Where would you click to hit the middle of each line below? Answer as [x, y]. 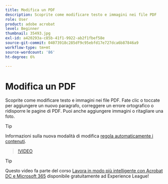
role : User [17, 19]
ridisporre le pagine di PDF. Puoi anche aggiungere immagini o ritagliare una [84, 111]
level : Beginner [22, 29]
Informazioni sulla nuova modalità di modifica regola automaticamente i [79, 136]
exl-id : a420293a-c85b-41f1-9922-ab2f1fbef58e [55, 38]
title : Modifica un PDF [30, 10]
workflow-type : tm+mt [28, 48]
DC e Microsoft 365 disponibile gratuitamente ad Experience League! [77, 176]
